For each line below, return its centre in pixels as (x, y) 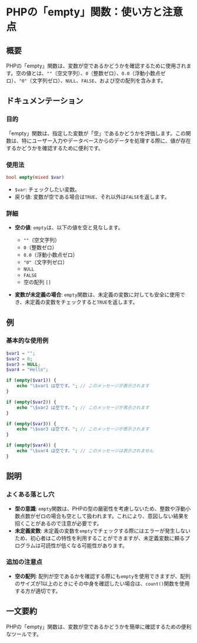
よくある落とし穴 (30, 495)
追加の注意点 (24, 562)
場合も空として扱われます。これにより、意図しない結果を (120, 516)
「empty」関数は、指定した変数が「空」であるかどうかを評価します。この (96, 133)
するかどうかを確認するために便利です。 (55, 148)
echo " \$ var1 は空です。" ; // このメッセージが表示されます (83, 386)
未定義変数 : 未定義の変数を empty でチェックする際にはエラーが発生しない (103, 531)
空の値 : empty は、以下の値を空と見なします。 (69, 227)
